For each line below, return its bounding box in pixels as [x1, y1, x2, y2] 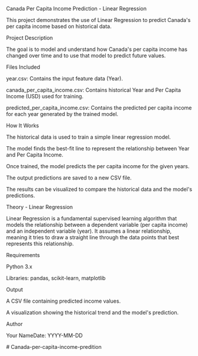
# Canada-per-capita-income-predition [6, 344, 102, 350]
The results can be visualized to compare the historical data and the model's [6, 186, 193, 193]
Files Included [6, 63, 40, 70]
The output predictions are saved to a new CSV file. [6, 174, 132, 181]
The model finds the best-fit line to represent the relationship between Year [6, 145, 190, 152]
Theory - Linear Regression [6, 204, 73, 210]
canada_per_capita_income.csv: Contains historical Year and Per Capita [6, 86, 181, 94]
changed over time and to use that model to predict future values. [6, 52, 166, 59]
